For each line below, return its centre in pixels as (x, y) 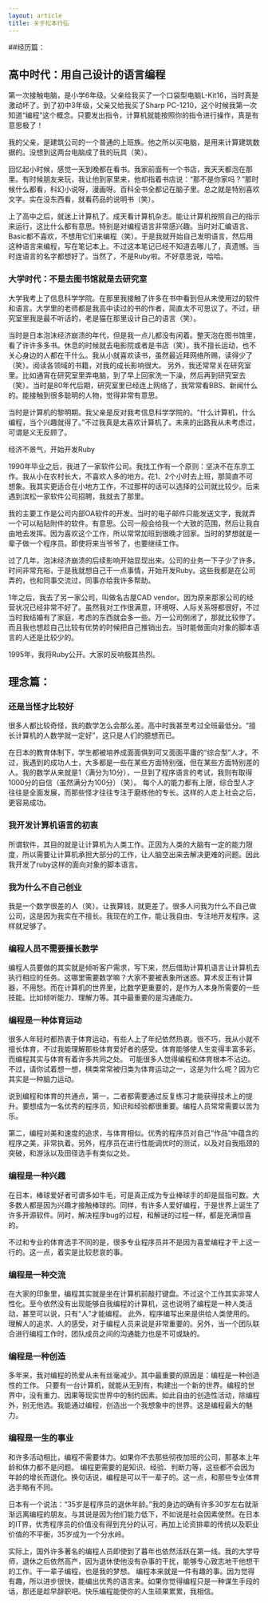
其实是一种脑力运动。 (43, 1079)
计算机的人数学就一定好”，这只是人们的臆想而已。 (97, 735)
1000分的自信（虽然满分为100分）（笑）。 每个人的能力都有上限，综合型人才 (132, 783)
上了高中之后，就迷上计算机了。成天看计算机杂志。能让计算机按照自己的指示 (134, 216)
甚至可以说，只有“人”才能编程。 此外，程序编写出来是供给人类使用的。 (138, 1314)
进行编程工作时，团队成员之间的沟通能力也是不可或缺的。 (109, 1334)
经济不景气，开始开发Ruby (52, 449)
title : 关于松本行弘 (39, 23)
